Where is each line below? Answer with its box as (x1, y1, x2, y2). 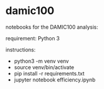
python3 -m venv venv (14, 57, 69, 64)
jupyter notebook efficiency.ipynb (14, 76, 96, 83)
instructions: (5, 46, 36, 53)
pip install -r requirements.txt (14, 70, 85, 77)
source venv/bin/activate (14, 63, 75, 71)
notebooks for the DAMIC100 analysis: (5, 23, 98, 30)
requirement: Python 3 (5, 35, 60, 42)
